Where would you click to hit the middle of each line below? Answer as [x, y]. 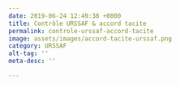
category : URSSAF [38, 46]
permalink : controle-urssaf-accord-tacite [81, 31]
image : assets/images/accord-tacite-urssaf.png [90, 38]
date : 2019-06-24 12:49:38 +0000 [65, 16]
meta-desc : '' [32, 62]
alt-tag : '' [28, 53]
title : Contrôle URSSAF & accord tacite [78, 23]
